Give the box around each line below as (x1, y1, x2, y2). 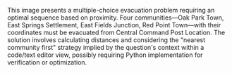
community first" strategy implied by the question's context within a (7, 44, 204, 51)
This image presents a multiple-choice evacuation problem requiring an (7, 6, 215, 14)
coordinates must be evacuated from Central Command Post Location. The (7, 28, 226, 36)
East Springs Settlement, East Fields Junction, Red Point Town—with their (7, 21, 221, 29)
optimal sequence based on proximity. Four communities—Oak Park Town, (7, 13, 224, 22)
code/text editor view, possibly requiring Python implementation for (7, 51, 203, 59)
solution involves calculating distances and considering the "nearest (7, 36, 206, 44)
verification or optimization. (7, 58, 87, 66)
